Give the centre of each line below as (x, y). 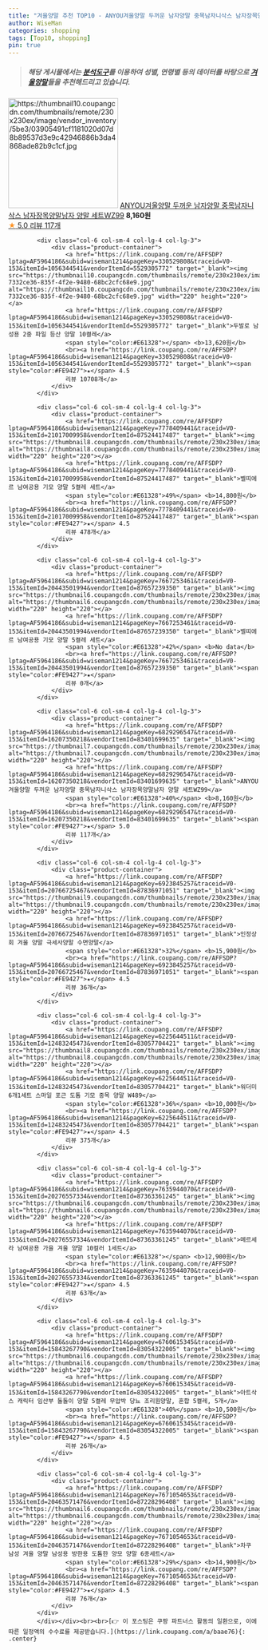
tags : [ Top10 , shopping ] (49, 38)
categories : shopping (44, 30)
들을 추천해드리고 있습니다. (89, 82)
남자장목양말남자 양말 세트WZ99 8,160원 (87, 216)
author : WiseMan (35, 23)
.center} (23, 1639)
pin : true (25, 46)
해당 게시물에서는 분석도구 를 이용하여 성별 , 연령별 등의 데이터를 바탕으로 (138, 72)
